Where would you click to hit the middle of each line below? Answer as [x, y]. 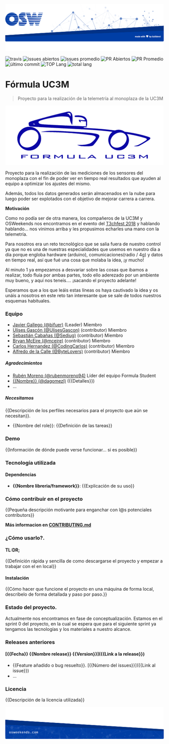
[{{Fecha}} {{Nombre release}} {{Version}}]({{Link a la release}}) [75, 654]
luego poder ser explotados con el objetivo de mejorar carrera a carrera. [80, 199]
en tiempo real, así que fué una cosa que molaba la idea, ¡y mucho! [75, 260]
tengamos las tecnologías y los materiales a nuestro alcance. [68, 629]
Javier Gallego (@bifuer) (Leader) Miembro [57, 325]
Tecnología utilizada [30, 462]
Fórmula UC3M [37, 85]
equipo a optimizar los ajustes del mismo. [48, 184]
